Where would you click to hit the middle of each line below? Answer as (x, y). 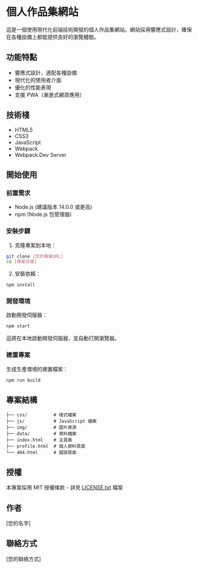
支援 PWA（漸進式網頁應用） (50, 94)
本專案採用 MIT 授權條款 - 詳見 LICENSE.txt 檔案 (65, 488)
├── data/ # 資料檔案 (41, 434)
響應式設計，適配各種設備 (46, 73)
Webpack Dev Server (40, 155)
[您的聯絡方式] (24, 559)
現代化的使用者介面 (38, 80)
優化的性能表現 (33, 87)
